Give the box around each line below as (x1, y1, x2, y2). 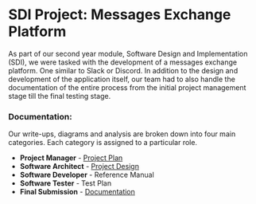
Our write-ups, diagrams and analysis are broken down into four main (8, 129, 236, 139)
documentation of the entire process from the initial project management (8, 82, 246, 92)
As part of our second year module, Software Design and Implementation (8, 49, 248, 58)
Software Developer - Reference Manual (19, 170, 155, 180)
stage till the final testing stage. (8, 91, 111, 100)
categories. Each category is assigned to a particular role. (8, 138, 197, 147)
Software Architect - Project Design (19, 162, 139, 171)
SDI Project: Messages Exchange (8, 6, 231, 24)
